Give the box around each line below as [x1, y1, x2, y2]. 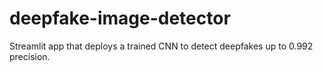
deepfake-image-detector [9, 7, 231, 30]
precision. [9, 50, 51, 62]
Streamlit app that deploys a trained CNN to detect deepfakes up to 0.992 [9, 40, 314, 52]
